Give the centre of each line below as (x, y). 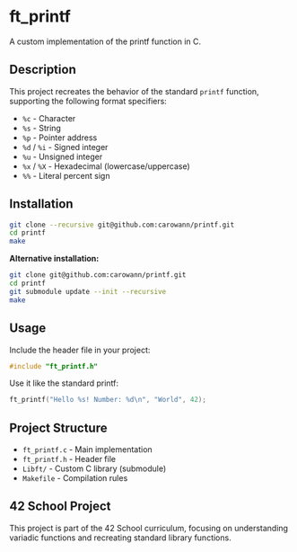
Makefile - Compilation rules (75, 478)
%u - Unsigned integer (62, 156)
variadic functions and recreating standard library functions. (120, 538)
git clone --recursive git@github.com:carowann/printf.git (122, 225)
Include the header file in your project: (80, 350)
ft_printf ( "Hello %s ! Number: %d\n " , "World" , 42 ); (108, 400)
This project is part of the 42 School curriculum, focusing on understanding (149, 528)
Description (43, 70)
